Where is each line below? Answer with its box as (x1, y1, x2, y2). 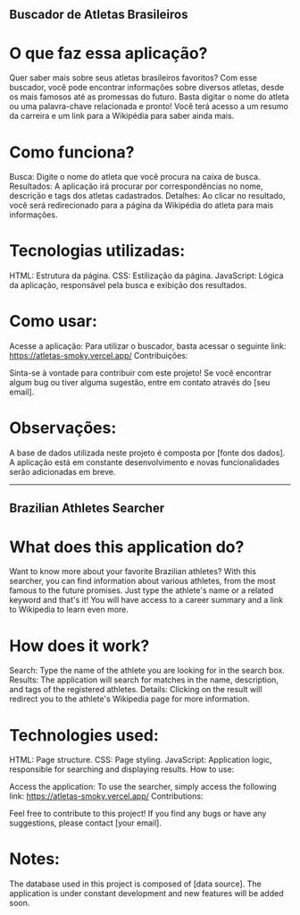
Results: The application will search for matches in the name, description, (9, 674, 279, 685)
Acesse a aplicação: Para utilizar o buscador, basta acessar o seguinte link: (9, 341, 287, 352)
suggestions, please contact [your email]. (9, 818, 162, 828)
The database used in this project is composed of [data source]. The (9, 878, 262, 889)
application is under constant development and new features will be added (9, 888, 284, 899)
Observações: (9, 418, 117, 438)
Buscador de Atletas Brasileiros (9, 7, 188, 22)
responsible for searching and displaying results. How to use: (9, 764, 235, 775)
